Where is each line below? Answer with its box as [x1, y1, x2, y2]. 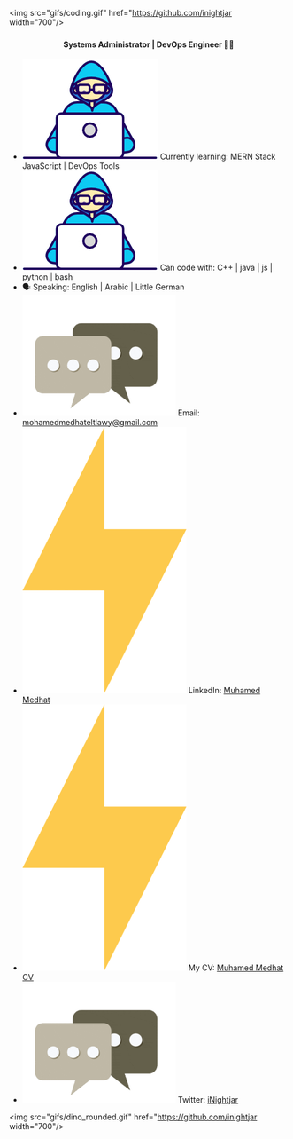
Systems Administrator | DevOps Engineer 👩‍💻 [63, 39, 235, 50]
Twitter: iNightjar [177, 1094, 239, 1104]
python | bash [21, 271, 73, 282]
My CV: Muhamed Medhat [188, 962, 284, 973]
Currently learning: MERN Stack [159, 151, 276, 162]
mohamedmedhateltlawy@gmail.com [21, 416, 158, 427]
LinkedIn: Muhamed [188, 684, 261, 695]
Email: [177, 407, 201, 418]
